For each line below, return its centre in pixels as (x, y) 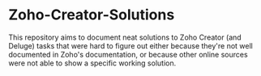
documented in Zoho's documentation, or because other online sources (128, 54)
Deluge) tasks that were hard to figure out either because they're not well (131, 45)
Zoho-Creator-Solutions (92, 15)
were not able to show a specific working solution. (92, 63)
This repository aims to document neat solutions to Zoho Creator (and (125, 37)
